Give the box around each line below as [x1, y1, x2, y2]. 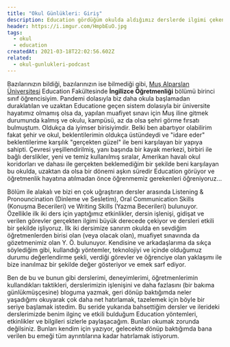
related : [7, 55, 32, 62]
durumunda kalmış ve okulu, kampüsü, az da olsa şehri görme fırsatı [7, 116, 200, 124]
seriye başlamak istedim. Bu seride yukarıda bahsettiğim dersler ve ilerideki [7, 303, 220, 311]
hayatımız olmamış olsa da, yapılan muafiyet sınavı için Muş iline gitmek [7, 109, 209, 117]
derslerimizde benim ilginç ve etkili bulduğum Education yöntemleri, [7, 309, 198, 318]
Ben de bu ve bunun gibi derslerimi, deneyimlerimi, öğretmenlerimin [7, 273, 199, 281]
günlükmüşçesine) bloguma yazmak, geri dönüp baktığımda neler [7, 288, 192, 296]
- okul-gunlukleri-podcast [13, 61, 90, 68]
